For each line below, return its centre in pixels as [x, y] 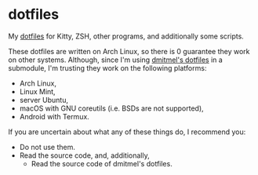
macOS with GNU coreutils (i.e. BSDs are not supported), [111, 108]
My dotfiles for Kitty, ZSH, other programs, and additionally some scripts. [126, 36]
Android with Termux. [55, 116]
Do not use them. [47, 147]
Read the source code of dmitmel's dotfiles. [102, 163]
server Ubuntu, [44, 100]
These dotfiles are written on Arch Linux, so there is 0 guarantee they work [129, 51]
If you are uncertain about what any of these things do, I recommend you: [127, 132]
